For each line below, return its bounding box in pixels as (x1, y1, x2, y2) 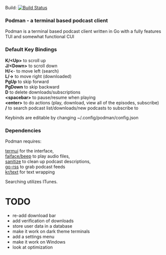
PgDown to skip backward (5, 84, 60, 89)
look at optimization (12, 244, 53, 250)
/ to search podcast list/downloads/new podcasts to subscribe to (5, 105, 139, 111)
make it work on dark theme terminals (12, 228, 90, 234)
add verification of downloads (12, 218, 74, 224)
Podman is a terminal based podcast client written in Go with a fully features (5, 28, 162, 34)
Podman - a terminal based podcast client (5, 17, 108, 24)
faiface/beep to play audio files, (5, 153, 70, 159)
